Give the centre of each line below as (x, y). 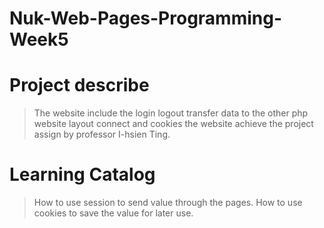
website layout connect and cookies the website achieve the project (173, 124)
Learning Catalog (82, 174)
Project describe (79, 85)
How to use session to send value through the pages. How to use (168, 203)
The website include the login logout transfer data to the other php (171, 113)
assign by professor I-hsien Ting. (102, 134)
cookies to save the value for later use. (113, 213)
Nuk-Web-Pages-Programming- (146, 18)
